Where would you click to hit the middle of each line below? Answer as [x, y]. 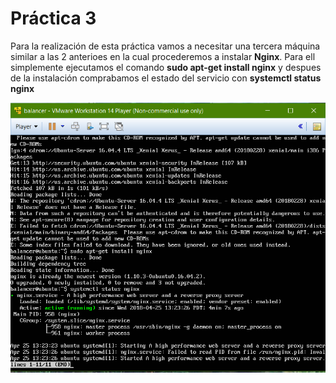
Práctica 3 [53, 18]
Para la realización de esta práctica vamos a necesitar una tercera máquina [165, 46]
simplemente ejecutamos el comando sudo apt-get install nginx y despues [166, 67]
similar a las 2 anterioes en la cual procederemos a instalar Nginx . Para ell [163, 56]
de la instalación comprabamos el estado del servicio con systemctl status [166, 78]
